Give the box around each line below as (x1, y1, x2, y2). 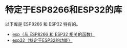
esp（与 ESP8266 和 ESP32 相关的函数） (12, 31, 95, 37)
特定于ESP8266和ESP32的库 (5, 4, 122, 15)
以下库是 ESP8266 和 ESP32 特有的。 (5, 21, 81, 27)
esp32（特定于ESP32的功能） (12, 37, 73, 43)
